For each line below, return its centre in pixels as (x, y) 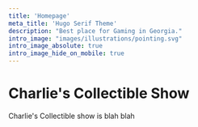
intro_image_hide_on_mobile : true (67, 53)
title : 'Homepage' (39, 16)
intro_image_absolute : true (56, 46)
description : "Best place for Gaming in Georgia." (95, 31)
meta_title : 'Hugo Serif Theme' (63, 23)
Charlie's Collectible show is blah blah (72, 116)
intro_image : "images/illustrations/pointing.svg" (95, 38)
